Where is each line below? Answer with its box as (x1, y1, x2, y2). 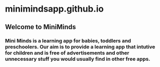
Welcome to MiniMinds (5, 23, 76, 31)
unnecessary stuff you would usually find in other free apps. (5, 55, 150, 62)
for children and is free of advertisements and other (5, 50, 129, 56)
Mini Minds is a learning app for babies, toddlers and (5, 37, 131, 44)
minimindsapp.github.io (5, 3, 104, 15)
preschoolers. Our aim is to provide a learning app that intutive (5, 43, 156, 50)
